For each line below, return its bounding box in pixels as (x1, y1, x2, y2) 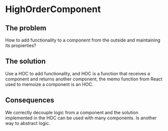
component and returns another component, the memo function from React (5, 76, 163, 82)
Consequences (5, 96, 55, 105)
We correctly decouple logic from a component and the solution (5, 109, 139, 115)
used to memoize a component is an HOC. (5, 81, 94, 87)
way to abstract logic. (5, 120, 51, 126)
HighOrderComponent (5, 4, 101, 15)
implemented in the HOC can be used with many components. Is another (5, 115, 157, 121)
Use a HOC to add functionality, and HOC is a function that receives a (5, 70, 150, 76)
